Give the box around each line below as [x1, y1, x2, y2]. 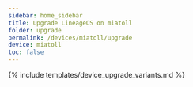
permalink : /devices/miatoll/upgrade [8, 33, 133, 42]
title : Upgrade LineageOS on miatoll [8, 19, 133, 27]
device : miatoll [8, 41, 62, 49]
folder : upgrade [8, 26, 62, 34]
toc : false [8, 48, 44, 56]
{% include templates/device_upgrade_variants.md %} [8, 70, 186, 79]
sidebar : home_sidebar [8, 11, 83, 20]
